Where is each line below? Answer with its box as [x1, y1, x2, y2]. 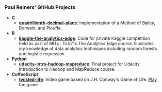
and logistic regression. [18, 51, 66, 57]
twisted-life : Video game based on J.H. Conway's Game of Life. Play [18, 77, 157, 82]
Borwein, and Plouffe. [18, 25, 62, 31]
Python [11, 56, 27, 62]
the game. [18, 82, 39, 88]
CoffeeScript [11, 72, 38, 77]
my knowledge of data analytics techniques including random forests [18, 46, 157, 52]
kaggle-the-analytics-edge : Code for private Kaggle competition [18, 35, 150, 41]
